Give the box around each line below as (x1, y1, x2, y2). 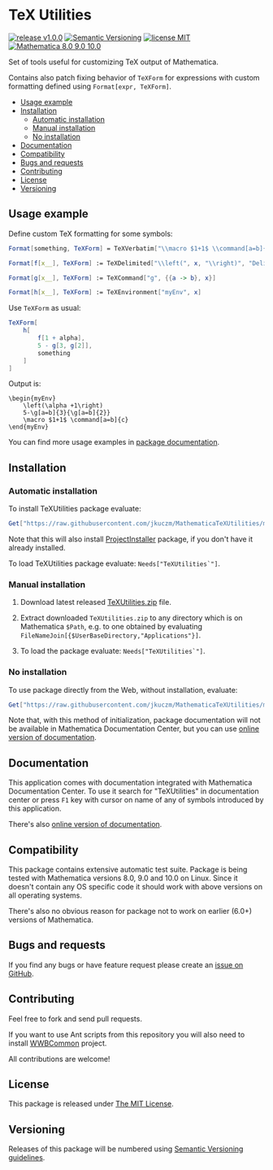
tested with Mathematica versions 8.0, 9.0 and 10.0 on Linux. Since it (8, 873, 238, 883)
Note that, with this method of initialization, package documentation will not (8, 715, 262, 725)
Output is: (8, 379, 41, 389)
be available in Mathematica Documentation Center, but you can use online (8, 724, 260, 733)
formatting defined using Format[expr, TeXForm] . (8, 81, 172, 91)
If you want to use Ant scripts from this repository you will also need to (8, 1029, 245, 1039)
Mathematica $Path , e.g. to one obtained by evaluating (19, 622, 203, 632)
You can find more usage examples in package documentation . (8, 437, 220, 447)
